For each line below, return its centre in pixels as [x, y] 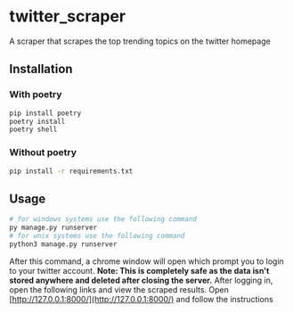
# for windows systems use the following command [103, 219]
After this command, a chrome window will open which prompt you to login [147, 261]
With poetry [36, 95]
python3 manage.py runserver [63, 244]
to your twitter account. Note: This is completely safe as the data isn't [139, 270]
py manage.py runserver [53, 228]
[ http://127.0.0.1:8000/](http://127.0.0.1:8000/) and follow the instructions [141, 299]
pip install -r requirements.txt [71, 171]
